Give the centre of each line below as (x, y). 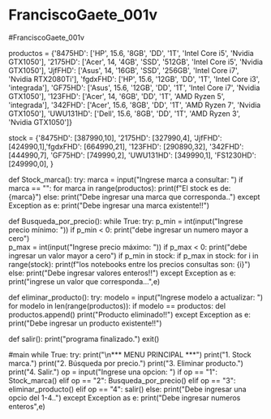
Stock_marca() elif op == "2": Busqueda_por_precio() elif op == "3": (122, 380)
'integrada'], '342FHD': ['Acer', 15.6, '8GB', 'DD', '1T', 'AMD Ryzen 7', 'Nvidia (135, 105)
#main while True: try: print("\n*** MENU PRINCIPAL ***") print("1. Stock (130, 354)
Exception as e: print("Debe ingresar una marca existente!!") (109, 205)
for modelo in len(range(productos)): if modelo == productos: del (117, 305)
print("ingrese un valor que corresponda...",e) (84, 281)
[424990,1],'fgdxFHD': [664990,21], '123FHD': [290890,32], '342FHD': (126, 146)
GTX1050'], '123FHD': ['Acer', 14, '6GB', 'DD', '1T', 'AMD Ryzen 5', (117, 96)
